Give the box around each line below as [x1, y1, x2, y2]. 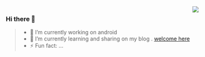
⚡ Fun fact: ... [29, 42, 64, 50]
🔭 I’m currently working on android [29, 29, 117, 36]
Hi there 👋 [6, 15, 36, 23]
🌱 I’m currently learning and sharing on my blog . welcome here [29, 35, 190, 42]
